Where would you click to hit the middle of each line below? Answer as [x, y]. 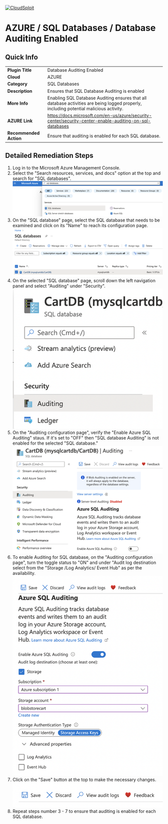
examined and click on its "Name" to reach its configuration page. [80, 225]
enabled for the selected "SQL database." [55, 443]
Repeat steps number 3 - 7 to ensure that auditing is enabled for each [84, 811]
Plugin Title [19, 70]
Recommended [23, 133]
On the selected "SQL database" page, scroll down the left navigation [84, 280]
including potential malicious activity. [85, 108]
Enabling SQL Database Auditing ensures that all [97, 98]
